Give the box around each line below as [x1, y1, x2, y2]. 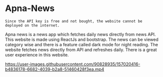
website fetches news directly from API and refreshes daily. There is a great [5, 47, 157, 52]
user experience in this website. [5, 51, 69, 58]
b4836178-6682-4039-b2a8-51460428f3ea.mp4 [5, 66, 105, 72]
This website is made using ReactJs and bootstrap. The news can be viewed [5, 37, 159, 42]
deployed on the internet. [5, 23, 60, 28]
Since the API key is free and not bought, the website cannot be [5, 19, 143, 24]
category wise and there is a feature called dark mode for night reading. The [5, 41, 158, 47]
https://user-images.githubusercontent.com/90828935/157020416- [5, 61, 141, 67]
